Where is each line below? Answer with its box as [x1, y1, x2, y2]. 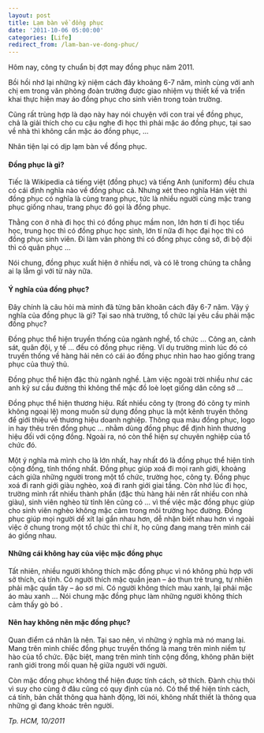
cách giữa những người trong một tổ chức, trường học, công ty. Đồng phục [8, 472, 251, 482]
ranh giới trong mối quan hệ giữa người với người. [8, 660, 168, 670]
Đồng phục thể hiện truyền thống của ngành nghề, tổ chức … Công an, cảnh [8, 334, 256, 344]
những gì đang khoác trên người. [8, 701, 114, 710]
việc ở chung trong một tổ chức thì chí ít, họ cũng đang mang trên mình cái [8, 522, 251, 532]
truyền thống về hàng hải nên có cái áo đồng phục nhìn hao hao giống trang [8, 351, 255, 360]
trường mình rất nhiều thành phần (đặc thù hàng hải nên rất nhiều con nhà [8, 489, 248, 498]
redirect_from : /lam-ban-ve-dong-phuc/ [8, 41, 139, 49]
